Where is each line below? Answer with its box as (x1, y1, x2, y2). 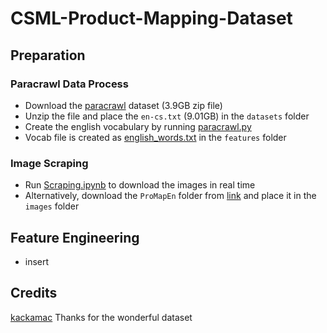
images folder (24, 200, 80, 212)
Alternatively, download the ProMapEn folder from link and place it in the (24, 190, 317, 202)
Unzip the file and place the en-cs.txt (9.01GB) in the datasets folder (24, 110, 310, 122)
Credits (10, 285, 58, 302)
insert (24, 255, 50, 267)
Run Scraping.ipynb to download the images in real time (24, 179, 256, 191)
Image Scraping (10, 156, 89, 170)
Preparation (10, 47, 86, 64)
